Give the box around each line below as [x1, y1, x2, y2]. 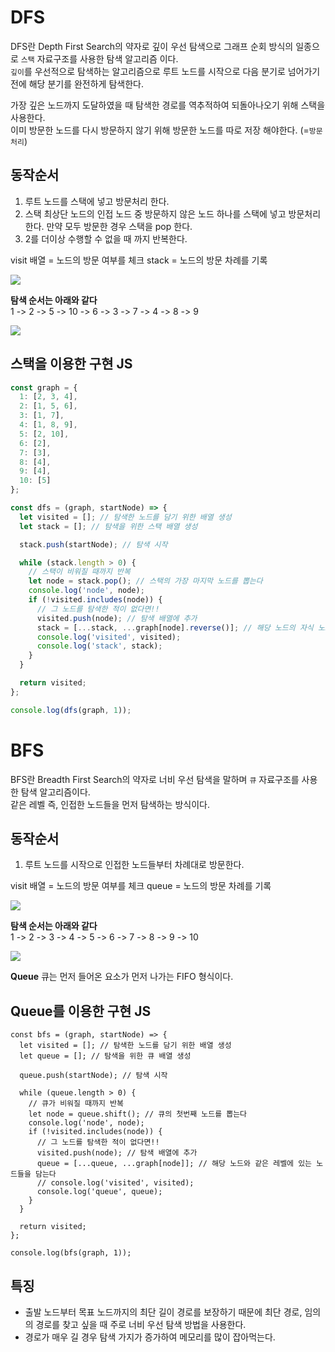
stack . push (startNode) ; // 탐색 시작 [19, 539, 168, 550]
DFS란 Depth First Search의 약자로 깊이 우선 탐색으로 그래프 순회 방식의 [10, 40, 294, 52]
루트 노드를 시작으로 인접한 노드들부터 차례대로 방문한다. [24, 859, 245, 871]
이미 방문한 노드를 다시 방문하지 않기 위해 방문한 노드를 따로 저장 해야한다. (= [10, 124, 310, 136]
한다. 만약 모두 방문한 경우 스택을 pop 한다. [24, 220, 193, 232]
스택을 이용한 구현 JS [10, 356, 133, 373]
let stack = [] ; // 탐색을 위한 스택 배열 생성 [19, 521, 198, 531]
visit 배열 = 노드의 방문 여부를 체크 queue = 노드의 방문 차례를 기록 [10, 880, 272, 892]
